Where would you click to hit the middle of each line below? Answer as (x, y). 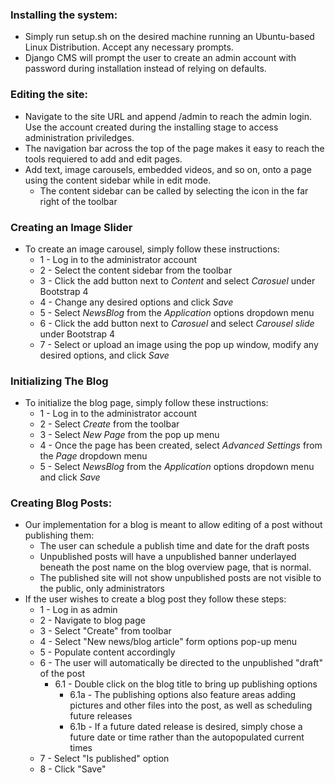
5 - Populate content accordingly (107, 652)
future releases (101, 716)
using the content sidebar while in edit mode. (118, 180)
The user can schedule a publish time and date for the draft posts (174, 546)
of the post (62, 674)
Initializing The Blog (59, 381)
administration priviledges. (79, 137)
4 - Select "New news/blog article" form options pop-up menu (168, 642)
